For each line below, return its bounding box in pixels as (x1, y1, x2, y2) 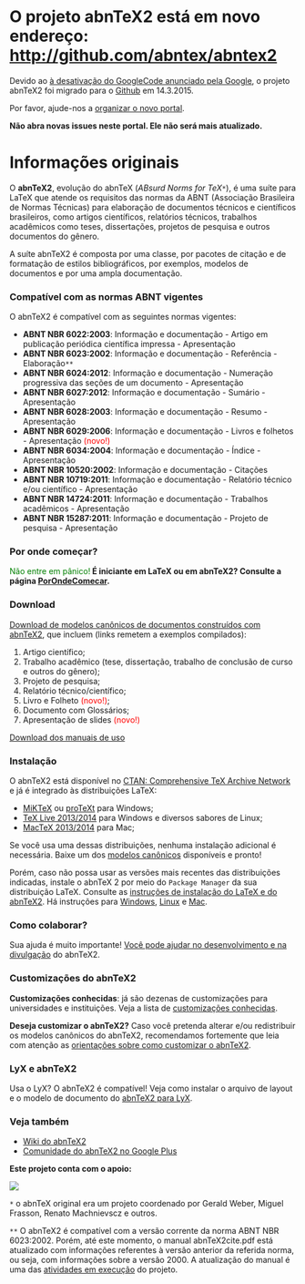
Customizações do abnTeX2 (9, 972, 137, 985)
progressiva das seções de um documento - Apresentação (22, 377, 244, 388)
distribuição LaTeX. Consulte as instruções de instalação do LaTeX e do (9, 887, 278, 898)
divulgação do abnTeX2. (9, 950, 100, 960)
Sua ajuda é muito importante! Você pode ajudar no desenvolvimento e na (9, 940, 287, 950)
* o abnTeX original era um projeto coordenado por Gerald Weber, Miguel (9, 1198, 284, 1209)
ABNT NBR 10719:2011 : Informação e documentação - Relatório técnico (22, 474, 292, 485)
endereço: (9, 26, 89, 46)
